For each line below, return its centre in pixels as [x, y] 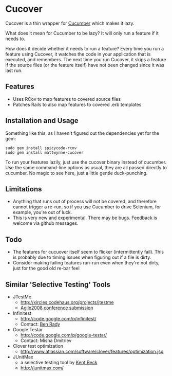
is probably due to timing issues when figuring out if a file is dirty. [82, 257]
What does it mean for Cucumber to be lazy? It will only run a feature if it [82, 33]
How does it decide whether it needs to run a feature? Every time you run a [85, 48]
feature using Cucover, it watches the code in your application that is [78, 54]
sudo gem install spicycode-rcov [41, 148]
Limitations [24, 189]
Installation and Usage [42, 121]
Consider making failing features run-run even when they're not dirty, [86, 263]
